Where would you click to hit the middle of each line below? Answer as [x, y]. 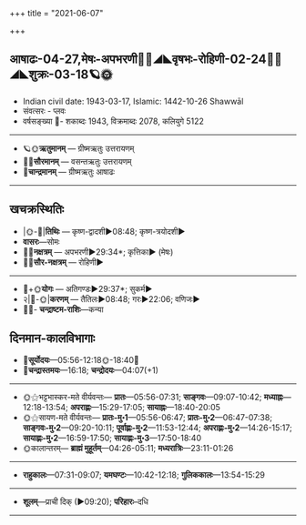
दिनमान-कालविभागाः [52, 339]
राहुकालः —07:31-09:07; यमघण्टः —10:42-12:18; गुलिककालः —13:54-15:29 [144, 475]
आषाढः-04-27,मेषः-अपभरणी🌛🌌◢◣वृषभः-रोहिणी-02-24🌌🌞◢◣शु [146, 60]
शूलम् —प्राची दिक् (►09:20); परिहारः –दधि [85, 502]
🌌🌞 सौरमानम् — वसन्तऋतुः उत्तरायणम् [77, 161]
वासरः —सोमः [41, 241]
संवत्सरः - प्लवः [44, 111]
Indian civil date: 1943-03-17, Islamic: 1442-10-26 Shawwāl [133, 101]
